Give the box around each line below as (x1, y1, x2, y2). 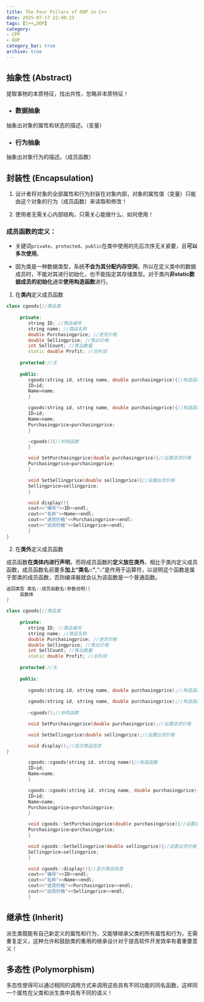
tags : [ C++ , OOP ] (6, 20, 47, 26)
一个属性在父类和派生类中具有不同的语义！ (6, 989, 113, 997)
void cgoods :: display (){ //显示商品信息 (28, 866, 123, 872)
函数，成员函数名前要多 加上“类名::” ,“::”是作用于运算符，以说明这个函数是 (6, 566, 190, 573)
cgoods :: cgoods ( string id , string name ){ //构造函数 (28, 759, 158, 766)
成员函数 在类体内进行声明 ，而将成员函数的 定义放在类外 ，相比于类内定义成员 (6, 558, 198, 566)
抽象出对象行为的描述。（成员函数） (6, 153, 94, 161)
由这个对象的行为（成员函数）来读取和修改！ (15, 197, 127, 205)
